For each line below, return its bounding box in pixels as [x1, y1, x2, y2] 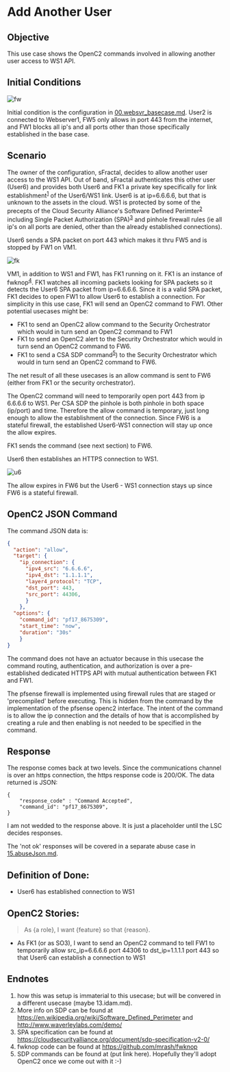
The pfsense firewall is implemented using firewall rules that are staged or [7, 690, 216, 698]
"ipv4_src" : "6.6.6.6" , [25, 565, 94, 572]
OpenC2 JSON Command [7, 509, 118, 520]
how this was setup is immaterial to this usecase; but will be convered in [16, 991, 221, 999]
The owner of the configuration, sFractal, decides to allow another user [7, 168, 208, 176]
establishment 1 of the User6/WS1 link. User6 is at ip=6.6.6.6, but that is [7, 190, 207, 199]
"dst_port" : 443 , [25, 584, 75, 592]
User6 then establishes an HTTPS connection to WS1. [7, 454, 159, 463]
